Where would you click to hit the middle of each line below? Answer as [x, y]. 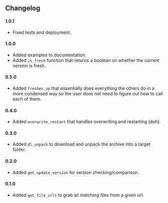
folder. [19, 150]
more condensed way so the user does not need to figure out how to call [88, 93]
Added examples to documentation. [49, 55]
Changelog [23, 8]
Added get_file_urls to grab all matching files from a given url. [78, 195]
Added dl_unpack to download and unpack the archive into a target [81, 144]
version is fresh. [29, 65]
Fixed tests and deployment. [42, 32]
